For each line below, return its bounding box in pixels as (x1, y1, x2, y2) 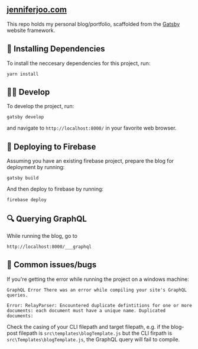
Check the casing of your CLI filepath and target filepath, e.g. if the (7, 323, 170, 330)
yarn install (7, 71, 39, 77)
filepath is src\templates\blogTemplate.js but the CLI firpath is (18, 329, 173, 337)
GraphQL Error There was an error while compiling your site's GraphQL (7, 287, 187, 293)
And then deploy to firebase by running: (7, 186, 104, 193)
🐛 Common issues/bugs (7, 260, 97, 270)
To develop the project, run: (7, 103, 74, 110)
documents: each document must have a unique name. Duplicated (7, 308, 166, 314)
